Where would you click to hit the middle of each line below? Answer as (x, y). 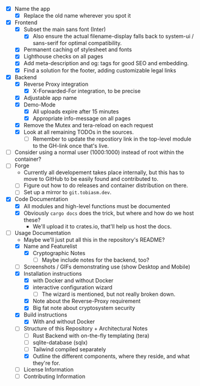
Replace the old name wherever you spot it (77, 16)
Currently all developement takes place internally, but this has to (104, 172)
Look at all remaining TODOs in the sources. (79, 132)
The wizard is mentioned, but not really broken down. (109, 294)
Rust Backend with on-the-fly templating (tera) (91, 335)
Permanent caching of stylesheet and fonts (78, 50)
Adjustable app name (50, 97)
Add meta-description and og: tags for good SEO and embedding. (106, 63)
